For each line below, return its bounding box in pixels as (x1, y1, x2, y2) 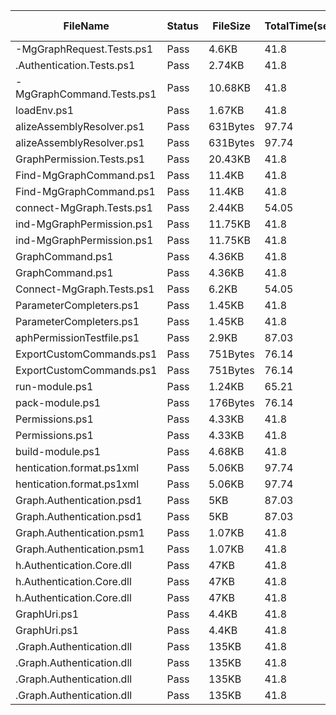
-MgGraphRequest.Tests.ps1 (15, 42, 154, 56)
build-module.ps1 (15, 445, 102, 458)
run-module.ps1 (15, 380, 94, 393)
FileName (63, 19, 110, 33)
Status (166, 19, 199, 33)
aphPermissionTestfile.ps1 (15, 331, 140, 344)
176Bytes (208, 396, 255, 409)
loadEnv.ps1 (15, 104, 75, 117)
